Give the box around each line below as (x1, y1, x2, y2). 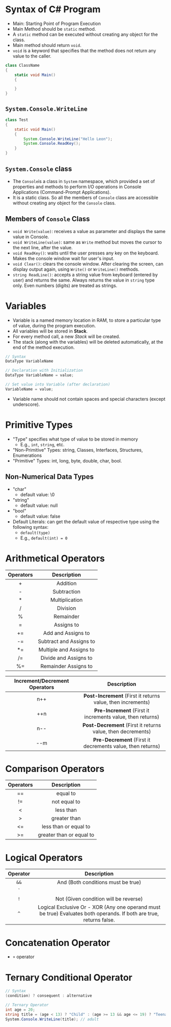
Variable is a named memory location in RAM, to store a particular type (12, 317, 161, 323)
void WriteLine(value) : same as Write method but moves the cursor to (12, 239, 162, 245)
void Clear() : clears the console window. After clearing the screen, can (12, 261, 164, 267)
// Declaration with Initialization (5, 368, 83, 373)
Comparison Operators (5, 763, 105, 775)
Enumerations (12, 452, 42, 458)
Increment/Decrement (14, 677, 69, 684)
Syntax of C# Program (5, 4, 101, 15)
